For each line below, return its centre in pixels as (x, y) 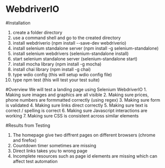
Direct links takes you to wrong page (50, 151)
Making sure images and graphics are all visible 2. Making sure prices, (77, 95)
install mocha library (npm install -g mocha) (57, 64)
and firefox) (24, 140)
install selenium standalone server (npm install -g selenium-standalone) (86, 48)
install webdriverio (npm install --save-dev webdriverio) (69, 43)
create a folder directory (38, 32)
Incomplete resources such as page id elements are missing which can (85, 156)
